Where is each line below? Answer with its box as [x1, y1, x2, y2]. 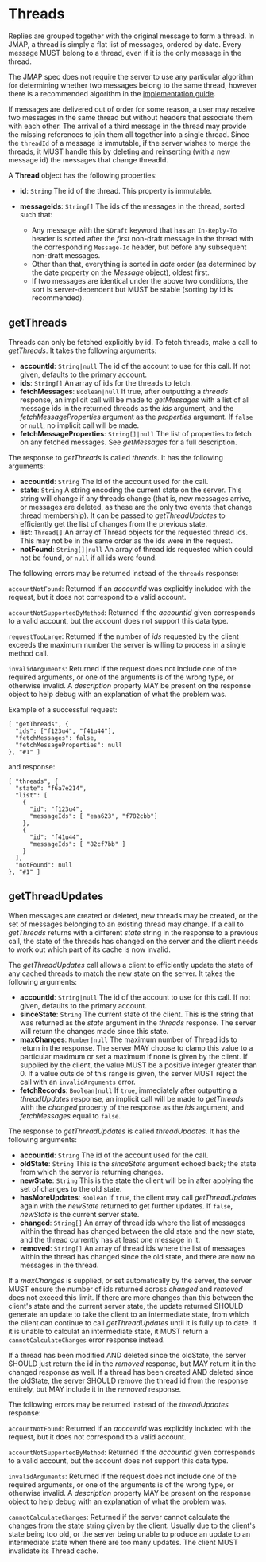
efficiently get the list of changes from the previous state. [19, 519, 208, 528]
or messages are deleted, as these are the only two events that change [19, 502, 253, 511]
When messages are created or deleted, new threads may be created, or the [8, 910, 258, 920]
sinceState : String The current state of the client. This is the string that [19, 1009, 254, 1019]
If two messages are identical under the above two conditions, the [31, 276, 249, 285]
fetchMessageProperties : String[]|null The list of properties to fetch [19, 429, 252, 438]
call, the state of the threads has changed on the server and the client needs [8, 936, 259, 945]
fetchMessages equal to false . [19, 1110, 121, 1120]
